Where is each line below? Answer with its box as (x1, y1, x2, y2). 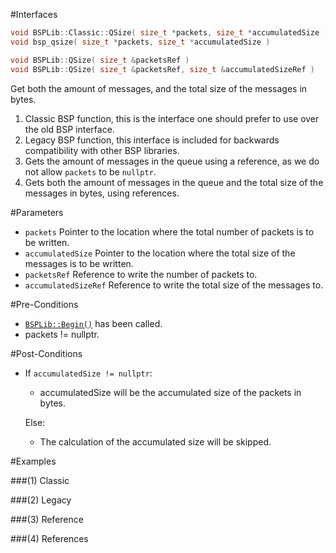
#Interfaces (10, 9, 58, 20)
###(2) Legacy (10, 494, 72, 506)
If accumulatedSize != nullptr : (24, 367, 153, 379)
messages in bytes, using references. (24, 187, 180, 199)
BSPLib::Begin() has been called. (24, 317, 163, 329)
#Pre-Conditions (10, 298, 79, 310)
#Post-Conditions (10, 347, 83, 359)
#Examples (10, 455, 57, 467)
